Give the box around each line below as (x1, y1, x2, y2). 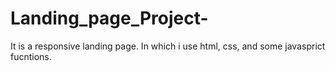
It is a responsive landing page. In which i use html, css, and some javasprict (10, 40, 326, 52)
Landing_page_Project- (10, 7, 209, 30)
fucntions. (10, 50, 52, 62)
